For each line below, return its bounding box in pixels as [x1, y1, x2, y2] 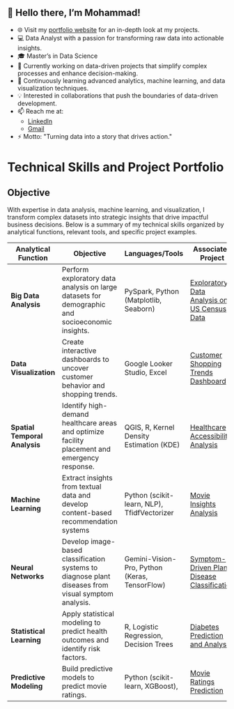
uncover [61, 363, 89, 373]
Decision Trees [124, 639, 173, 649]
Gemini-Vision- [124, 554, 177, 563]
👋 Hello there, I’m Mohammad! [7, 7, 141, 19]
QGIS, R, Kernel [124, 422, 175, 432]
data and [61, 490, 91, 500]
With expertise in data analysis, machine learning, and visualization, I [7, 205, 205, 213]
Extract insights [61, 473, 113, 482]
